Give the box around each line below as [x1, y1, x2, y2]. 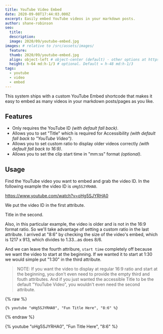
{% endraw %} [5, 314, 35, 320]
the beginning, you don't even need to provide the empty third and [16, 271, 150, 277]
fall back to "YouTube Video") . [12, 136, 73, 141]
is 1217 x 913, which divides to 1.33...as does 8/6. [5, 237, 103, 243]
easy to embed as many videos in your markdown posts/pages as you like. [5, 98, 154, 104]
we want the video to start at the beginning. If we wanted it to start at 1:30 [5, 252, 153, 257]
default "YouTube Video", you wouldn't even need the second [16, 281, 140, 288]
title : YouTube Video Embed [5, 7, 62, 12]
